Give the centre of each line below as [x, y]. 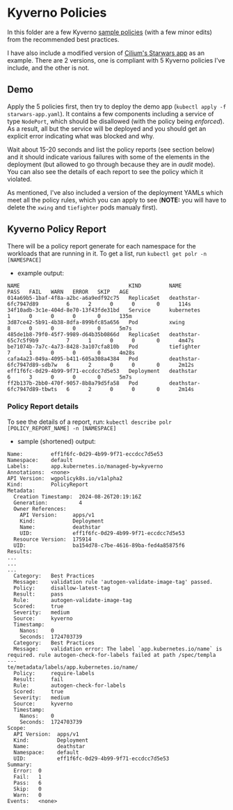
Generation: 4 [48, 502]
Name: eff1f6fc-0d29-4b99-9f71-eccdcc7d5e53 [85, 454]
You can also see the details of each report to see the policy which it [105, 171]
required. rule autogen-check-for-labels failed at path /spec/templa [112, 655]
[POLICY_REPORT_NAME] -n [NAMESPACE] [62, 428]
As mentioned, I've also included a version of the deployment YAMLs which [115, 192]
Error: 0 [27, 770]
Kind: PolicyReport [48, 484]
